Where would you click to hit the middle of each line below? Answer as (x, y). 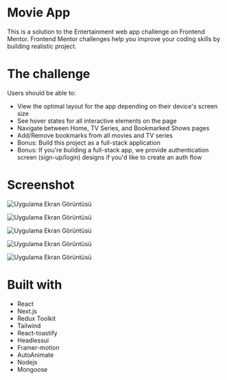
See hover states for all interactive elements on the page (97, 121)
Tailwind (29, 325)
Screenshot (41, 185)
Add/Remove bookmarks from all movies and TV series (95, 135)
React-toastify (37, 333)
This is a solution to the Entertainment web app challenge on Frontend (106, 32)
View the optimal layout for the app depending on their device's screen (117, 106)
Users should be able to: (42, 93)
